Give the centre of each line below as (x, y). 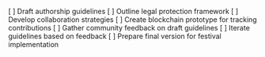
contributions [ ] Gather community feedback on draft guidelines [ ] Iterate (129, 28)
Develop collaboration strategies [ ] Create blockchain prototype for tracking (132, 20)
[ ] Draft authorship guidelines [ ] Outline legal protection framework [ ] (123, 11)
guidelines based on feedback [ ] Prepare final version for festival (115, 36)
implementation (34, 45)
